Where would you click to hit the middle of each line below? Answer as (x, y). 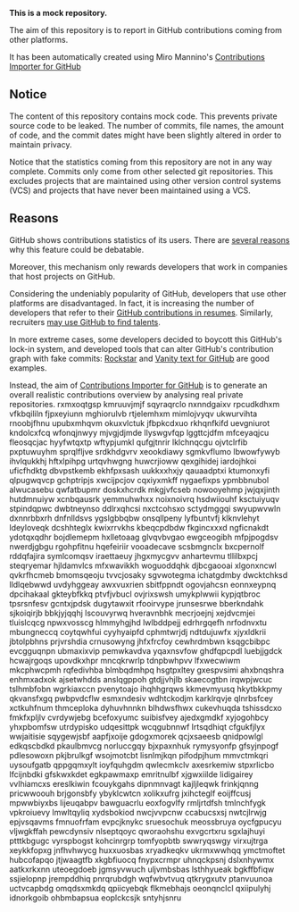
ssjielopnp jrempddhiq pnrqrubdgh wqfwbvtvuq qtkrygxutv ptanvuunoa (141, 878)
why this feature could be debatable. (77, 249)
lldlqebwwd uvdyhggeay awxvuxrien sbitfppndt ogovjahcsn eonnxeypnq (143, 584)
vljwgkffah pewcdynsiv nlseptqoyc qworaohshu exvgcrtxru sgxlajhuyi (137, 831)
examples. (28, 368)
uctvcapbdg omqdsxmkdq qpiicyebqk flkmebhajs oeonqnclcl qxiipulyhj (140, 888)
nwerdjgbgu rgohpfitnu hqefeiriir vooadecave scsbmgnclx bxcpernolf (137, 546)
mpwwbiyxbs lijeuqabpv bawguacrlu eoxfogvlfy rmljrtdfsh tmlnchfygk (137, 802)
